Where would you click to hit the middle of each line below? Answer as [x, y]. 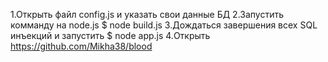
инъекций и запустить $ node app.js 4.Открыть [110, 35]
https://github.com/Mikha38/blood [81, 46]
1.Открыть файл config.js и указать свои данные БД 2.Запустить [147, 14]
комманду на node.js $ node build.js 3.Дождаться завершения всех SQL [164, 25]
